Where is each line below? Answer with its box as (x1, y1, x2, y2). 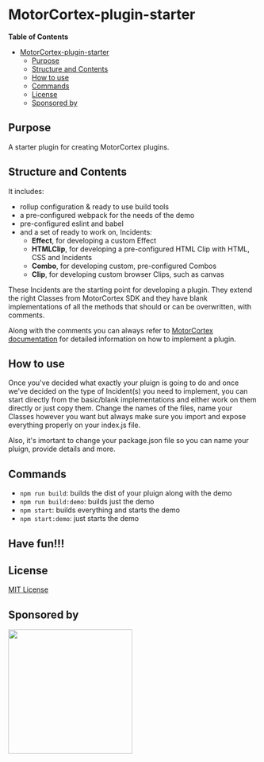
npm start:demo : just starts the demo (19, 514, 140, 523)
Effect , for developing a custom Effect (31, 235, 157, 245)
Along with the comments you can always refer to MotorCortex (8, 325, 214, 335)
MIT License (8, 585, 49, 594)
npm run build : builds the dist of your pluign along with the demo (19, 488, 232, 498)
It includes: (8, 186, 44, 196)
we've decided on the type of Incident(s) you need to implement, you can (8, 387, 248, 396)
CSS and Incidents (31, 252, 93, 262)
